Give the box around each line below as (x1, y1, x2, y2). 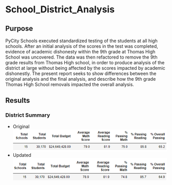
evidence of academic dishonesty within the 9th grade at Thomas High (5, 49, 156, 54)
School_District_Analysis (5, 4, 115, 15)
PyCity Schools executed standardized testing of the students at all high (5, 38, 158, 44)
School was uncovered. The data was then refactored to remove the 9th (5, 54, 158, 60)
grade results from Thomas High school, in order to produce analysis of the (5, 60, 165, 65)
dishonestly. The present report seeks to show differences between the (5, 70, 157, 77)
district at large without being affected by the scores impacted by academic (5, 65, 166, 71)
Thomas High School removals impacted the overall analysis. (5, 81, 135, 87)
